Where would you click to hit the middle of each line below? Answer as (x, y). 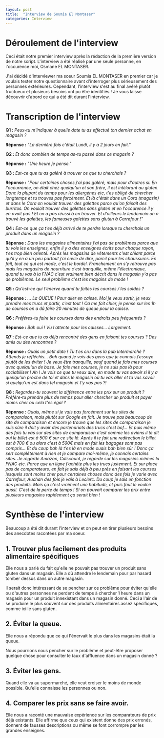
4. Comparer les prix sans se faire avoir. (67, 703)
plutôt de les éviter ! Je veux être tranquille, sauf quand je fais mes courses (82, 362)
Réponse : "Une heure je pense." (39, 164)
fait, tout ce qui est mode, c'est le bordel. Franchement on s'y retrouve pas (81, 264)
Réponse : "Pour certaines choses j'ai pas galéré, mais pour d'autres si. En (81, 183)
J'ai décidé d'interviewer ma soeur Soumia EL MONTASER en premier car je (82, 76)
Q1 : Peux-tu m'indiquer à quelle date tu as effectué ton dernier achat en (79, 130)
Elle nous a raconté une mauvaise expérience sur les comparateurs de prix (81, 715)
